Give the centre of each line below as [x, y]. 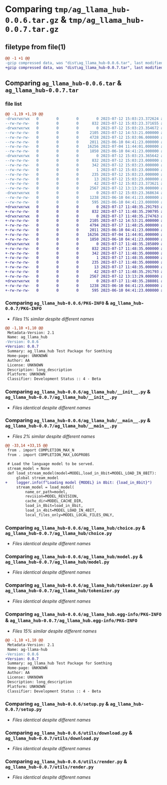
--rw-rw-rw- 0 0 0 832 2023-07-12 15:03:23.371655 [82, 124]
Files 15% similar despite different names [54, 631]
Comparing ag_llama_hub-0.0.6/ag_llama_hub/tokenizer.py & [79, 585]
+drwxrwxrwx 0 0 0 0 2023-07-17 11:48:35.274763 [82, 216]
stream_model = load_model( [45, 487]
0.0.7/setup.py [24, 709]
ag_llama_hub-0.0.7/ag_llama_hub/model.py [57, 562]
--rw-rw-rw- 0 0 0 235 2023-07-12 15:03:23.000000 [82, 174]
